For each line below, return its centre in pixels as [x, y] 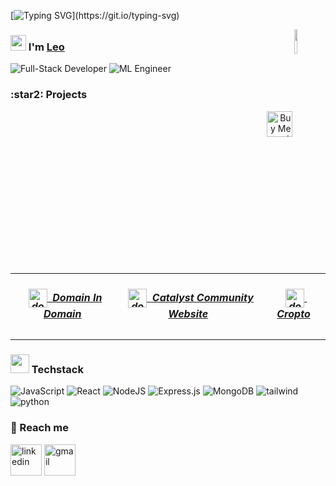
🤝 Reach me [39, 428]
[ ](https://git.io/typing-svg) [95, 15]
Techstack [57, 370]
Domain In [77, 297]
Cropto [293, 314]
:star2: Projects [49, 95]
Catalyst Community [202, 297]
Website [188, 314]
